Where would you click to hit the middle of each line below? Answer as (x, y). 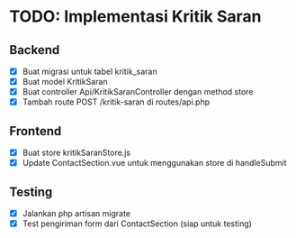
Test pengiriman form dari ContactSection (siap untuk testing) (137, 224)
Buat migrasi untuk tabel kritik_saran (90, 71)
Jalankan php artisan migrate (76, 213)
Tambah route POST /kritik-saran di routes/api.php (116, 102)
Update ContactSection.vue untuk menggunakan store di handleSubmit (154, 163)
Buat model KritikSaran (65, 82)
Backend (35, 50)
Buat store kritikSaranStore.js (76, 153)
